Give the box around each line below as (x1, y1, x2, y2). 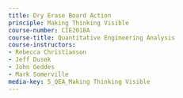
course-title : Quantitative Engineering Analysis (8, 33, 176, 42)
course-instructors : (8, 41, 77, 49)
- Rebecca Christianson (8, 48, 87, 56)
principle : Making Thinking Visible (8, 19, 129, 27)
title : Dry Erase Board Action (8, 11, 112, 20)
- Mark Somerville (8, 70, 69, 78)
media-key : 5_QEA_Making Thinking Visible (8, 77, 151, 85)
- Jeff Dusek (8, 56, 51, 64)
